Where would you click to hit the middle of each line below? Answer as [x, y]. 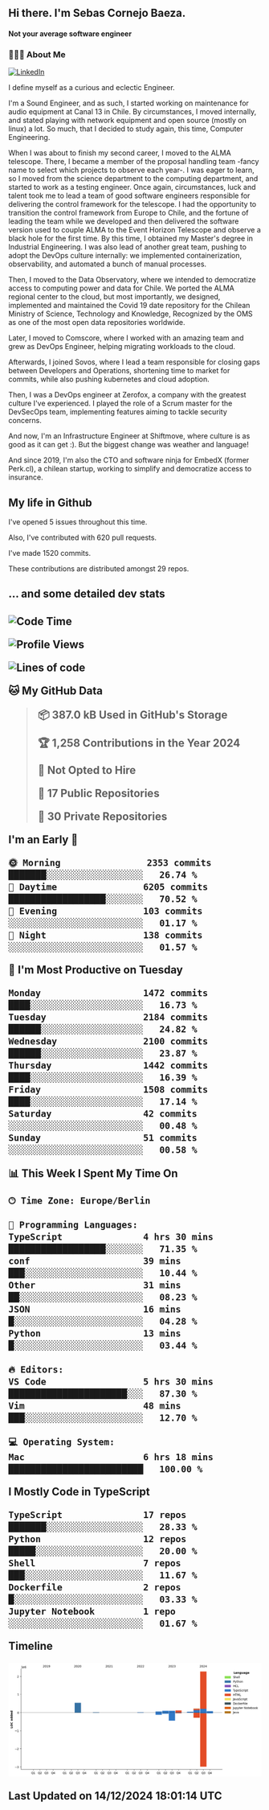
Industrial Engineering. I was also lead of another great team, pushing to [128, 247]
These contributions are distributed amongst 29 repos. [99, 569]
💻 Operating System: [61, 1442]
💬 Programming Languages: [73, 1224]
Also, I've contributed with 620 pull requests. [83, 537]
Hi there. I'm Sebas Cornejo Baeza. [97, 13]
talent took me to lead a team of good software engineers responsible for [129, 195]
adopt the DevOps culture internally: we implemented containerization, [125, 256]
